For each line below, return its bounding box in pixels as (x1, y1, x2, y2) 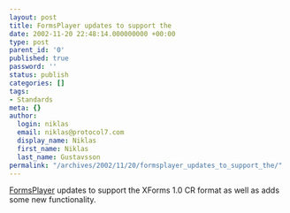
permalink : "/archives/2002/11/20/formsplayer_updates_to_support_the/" (9, 161, 283, 170)
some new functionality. (9, 194, 96, 205)
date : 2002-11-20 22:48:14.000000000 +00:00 (9, 29, 176, 38)
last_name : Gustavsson (17, 152, 101, 162)
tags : (9, 87, 29, 95)
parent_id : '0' (9, 46, 65, 55)
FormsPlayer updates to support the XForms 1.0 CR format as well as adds (9, 185, 280, 195)
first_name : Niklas (17, 144, 89, 153)
